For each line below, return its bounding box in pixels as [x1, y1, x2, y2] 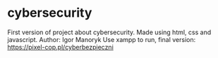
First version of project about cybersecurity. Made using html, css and [7, 28, 212, 36]
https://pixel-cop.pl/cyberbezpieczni [7, 43, 114, 51]
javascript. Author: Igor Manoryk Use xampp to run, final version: [7, 35, 196, 43]
